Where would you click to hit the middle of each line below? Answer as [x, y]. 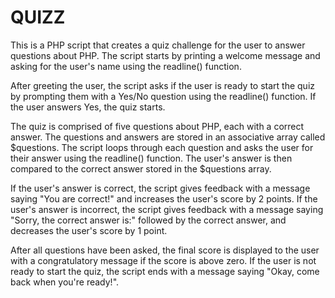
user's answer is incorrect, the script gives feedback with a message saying [167, 209]
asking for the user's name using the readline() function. [126, 66]
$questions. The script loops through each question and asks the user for [162, 147]
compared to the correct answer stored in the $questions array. [141, 168]
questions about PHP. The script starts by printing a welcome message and [165, 55]
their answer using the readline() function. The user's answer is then [151, 158]
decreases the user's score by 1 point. [89, 230]
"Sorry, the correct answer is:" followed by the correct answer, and [148, 220]
